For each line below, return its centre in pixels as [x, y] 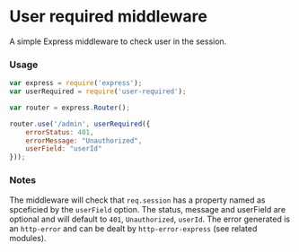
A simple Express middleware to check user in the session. [118, 41]
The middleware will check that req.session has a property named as [138, 200]
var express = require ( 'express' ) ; [76, 83]
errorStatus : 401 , [60, 132]
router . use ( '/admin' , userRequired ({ [80, 124]
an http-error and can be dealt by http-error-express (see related [133, 228]
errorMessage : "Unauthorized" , [84, 141]
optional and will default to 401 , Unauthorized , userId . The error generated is [149, 219]
